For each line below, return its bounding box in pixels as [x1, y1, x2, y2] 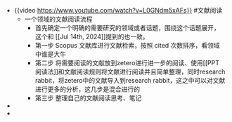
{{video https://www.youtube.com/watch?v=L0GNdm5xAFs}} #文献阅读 [13, 6, 223, 14]
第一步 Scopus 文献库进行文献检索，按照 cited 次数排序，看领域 [34, 41, 220, 49]
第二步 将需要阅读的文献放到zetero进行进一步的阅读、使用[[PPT [34, 59, 220, 67]
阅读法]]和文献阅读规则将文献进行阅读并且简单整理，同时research [34, 67, 226, 76]
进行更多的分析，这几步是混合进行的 [34, 85, 141, 93]
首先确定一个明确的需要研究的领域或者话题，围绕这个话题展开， [34, 24, 220, 32]
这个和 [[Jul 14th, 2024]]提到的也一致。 [34, 32, 149, 41]
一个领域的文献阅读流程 [24, 15, 93, 23]
